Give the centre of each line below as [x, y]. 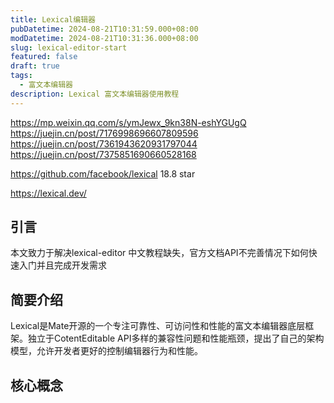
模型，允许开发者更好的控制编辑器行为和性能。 [106, 351]
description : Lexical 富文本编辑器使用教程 [95, 94]
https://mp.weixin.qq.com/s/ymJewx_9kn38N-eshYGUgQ [128, 122]
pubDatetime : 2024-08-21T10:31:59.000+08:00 [104, 29]
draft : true [35, 66]
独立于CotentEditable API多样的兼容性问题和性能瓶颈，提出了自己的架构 [176, 338]
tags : [21, 76]
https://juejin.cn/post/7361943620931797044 [104, 143]
